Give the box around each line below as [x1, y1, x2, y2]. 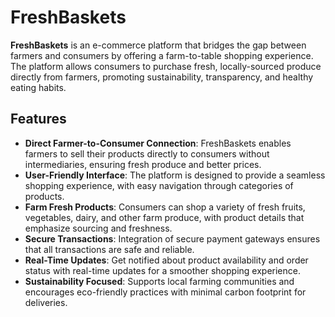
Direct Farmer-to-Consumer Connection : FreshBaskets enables [24, 137, 292, 149]
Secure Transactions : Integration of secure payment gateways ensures [24, 232, 321, 245]
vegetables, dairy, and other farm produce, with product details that [24, 211, 305, 223]
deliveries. [24, 296, 68, 308]
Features [10, 111, 67, 128]
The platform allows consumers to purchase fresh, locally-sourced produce [10, 60, 322, 72]
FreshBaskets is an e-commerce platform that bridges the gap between [10, 39, 307, 51]
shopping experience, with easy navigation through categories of [24, 179, 294, 191]
